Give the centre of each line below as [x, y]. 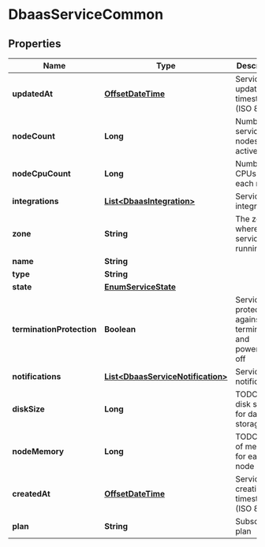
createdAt [32, 494]
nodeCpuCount [41, 173]
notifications [37, 376]
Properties [35, 44]
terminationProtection [54, 329]
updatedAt [33, 94]
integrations [35, 201]
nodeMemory [38, 451]
